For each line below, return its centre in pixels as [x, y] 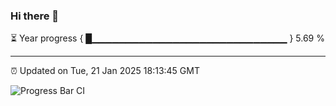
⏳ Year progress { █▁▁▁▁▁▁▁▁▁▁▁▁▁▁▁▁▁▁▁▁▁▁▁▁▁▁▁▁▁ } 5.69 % [167, 38]
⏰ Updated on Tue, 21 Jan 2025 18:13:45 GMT [105, 71]
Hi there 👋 [35, 16]
